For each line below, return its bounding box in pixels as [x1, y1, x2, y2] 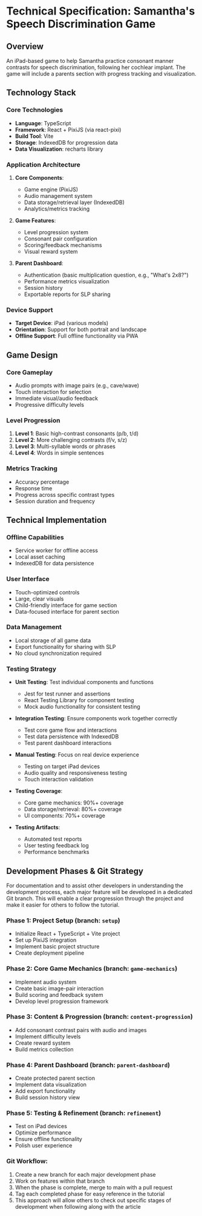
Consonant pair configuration [24, 235, 98, 242]
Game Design [6, 350, 59, 360]
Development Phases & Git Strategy [6, 866, 144, 876]
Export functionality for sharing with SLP [15, 643, 116, 650]
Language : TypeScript [15, 119, 71, 127]
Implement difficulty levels [15, 1033, 81, 1040]
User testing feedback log [24, 842, 89, 849]
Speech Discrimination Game [6, 17, 156, 31]
